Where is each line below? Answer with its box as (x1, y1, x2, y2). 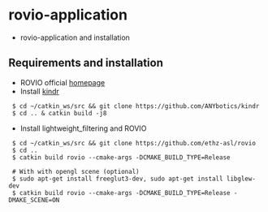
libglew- (226, 175, 256, 183)
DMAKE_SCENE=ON (8, 196, 60, 204)
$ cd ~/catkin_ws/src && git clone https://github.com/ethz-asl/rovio (11, 139, 256, 147)
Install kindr (19, 86, 59, 96)
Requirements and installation (8, 56, 164, 70)
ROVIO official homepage (19, 77, 106, 87)
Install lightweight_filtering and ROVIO (19, 123, 147, 133)
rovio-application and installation (19, 32, 130, 42)
